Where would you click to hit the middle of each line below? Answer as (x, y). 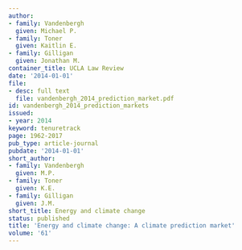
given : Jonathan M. (48, 61)
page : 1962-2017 (35, 135)
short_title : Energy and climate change (77, 210)
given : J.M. (36, 203)
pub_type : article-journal (53, 143)
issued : (21, 114)
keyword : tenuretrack (45, 128)
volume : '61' (30, 233)
